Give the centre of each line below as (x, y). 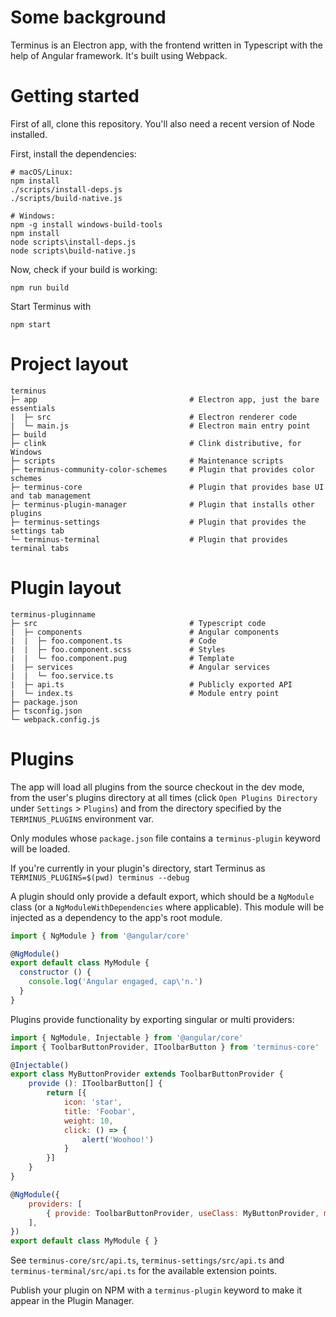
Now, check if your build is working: (84, 269)
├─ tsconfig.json (46, 711)
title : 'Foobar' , (100, 1111)
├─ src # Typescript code (138, 623)
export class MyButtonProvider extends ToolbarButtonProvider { (147, 1074)
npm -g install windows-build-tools (86, 224)
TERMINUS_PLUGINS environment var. (82, 818)
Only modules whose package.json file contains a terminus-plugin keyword (165, 838)
